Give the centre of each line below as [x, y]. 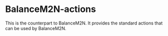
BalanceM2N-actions [51, 9]
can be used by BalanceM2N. [36, 28]
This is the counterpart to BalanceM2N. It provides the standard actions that [84, 23]
